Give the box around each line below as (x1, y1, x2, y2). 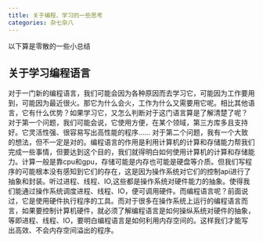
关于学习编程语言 (8, 66, 91, 79)
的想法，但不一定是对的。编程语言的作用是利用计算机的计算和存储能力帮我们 (8, 138, 255, 147)
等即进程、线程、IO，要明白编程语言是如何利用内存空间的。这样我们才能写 (8, 216, 249, 226)
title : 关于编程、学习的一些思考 (8, 11, 103, 20)
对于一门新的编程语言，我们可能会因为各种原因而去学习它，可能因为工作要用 (8, 88, 255, 98)
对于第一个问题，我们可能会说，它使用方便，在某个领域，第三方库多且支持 (8, 118, 248, 128)
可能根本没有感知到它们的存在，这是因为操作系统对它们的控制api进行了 (21, 167, 251, 176)
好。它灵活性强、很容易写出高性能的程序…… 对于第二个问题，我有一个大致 (8, 128, 249, 137)
